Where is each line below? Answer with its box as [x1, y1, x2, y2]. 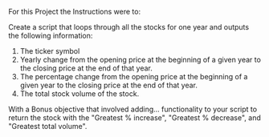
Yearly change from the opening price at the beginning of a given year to [19, 55, 261, 64]
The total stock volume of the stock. [19, 89, 140, 99]
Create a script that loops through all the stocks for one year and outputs [8, 22, 250, 31]
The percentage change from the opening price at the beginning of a [19, 72, 248, 81]
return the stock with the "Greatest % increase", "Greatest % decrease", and [8, 113, 261, 123]
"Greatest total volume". [8, 122, 88, 131]
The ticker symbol [19, 46, 80, 55]
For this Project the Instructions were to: [8, 7, 141, 16]
